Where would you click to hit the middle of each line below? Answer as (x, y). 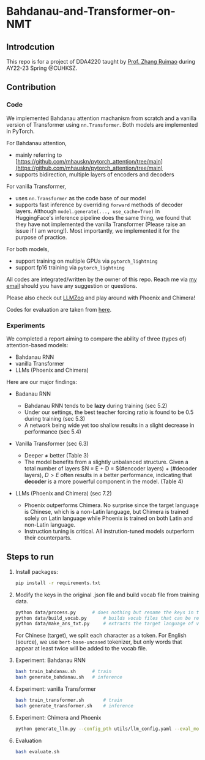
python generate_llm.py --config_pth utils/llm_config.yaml (93, 729)
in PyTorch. (20, 131)
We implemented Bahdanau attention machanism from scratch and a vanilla (102, 118)
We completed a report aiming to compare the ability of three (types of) (96, 339)
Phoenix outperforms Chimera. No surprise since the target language (111, 505)
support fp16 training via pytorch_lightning (70, 267)
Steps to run (30, 557)
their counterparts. (48, 538)
